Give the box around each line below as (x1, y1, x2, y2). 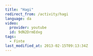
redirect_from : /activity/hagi (5, 12, 69, 17)
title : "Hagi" (5, 7, 34, 12)
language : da (5, 16, 32, 21)
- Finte (9, 39, 25, 44)
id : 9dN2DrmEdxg (9, 30, 42, 35)
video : (5, 20, 19, 26)
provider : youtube (9, 25, 47, 30)
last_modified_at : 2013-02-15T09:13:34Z (5, 43, 89, 48)
